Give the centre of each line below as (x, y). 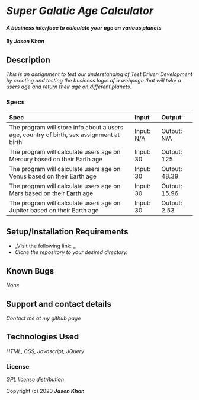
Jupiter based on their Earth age (54, 211)
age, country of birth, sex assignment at (65, 135)
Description (28, 60)
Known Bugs (30, 271)
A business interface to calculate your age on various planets (84, 27)
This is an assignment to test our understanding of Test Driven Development (99, 74)
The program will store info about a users (66, 128)
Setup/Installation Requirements (67, 232)
